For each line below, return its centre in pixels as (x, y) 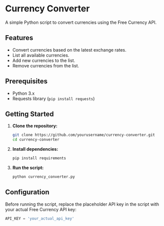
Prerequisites (26, 82)
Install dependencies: (35, 149)
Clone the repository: (35, 126)
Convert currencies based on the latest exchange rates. (69, 50)
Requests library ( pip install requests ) (54, 98)
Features (19, 38)
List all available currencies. (41, 55)
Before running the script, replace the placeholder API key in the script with (82, 204)
